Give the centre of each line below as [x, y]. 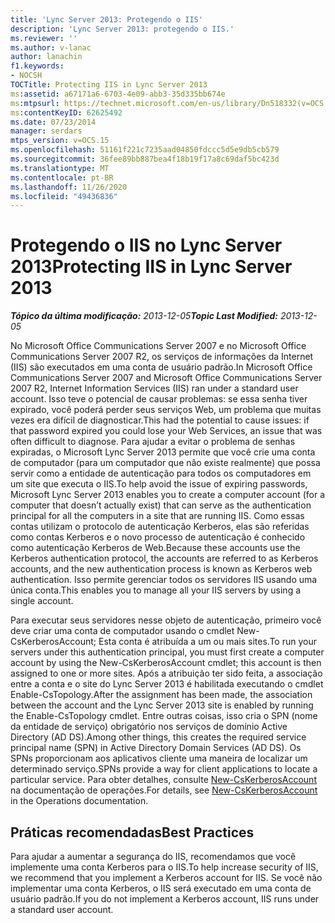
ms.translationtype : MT [60, 168]
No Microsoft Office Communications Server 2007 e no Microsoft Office [158, 346]
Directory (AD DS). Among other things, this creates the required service [158, 737]
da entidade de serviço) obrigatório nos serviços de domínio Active [149, 727]
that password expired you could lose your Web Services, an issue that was [166, 431]
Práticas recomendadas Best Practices [132, 832]
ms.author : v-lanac [51, 47]
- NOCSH [26, 76]
